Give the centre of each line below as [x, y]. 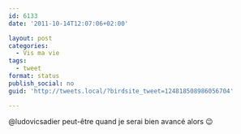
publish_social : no [41, 83]
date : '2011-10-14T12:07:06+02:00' [69, 24]
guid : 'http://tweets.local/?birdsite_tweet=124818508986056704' [121, 91]
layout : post [30, 38]
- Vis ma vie [38, 54]
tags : [17, 61]
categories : [28, 45]
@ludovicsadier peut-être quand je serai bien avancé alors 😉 [111, 121]
